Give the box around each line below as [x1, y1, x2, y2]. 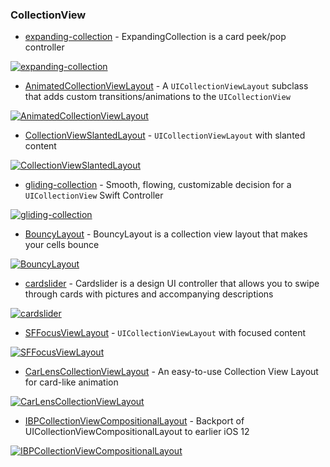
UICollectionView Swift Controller [24, 189, 164, 202]
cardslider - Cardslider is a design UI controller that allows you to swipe [24, 278, 320, 290]
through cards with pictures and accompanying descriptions [24, 288, 274, 300]
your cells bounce [24, 239, 100, 251]
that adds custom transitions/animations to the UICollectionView [24, 91, 291, 103]
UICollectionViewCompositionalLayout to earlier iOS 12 [24, 426, 250, 438]
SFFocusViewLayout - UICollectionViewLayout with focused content [24, 327, 307, 339]
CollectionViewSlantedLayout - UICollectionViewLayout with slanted [24, 129, 306, 142]
